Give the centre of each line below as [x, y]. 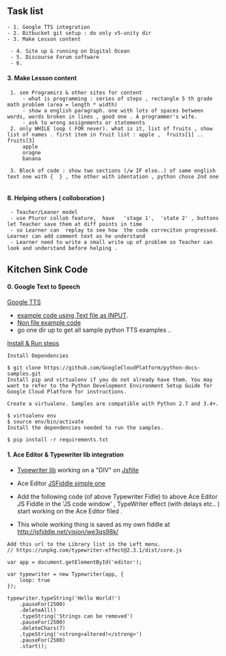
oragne [32, 153]
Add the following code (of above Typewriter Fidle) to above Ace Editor [117, 497]
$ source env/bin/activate [46, 422]
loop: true [35, 581]
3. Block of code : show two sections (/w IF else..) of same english [113, 171]
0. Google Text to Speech [44, 287]
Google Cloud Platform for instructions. [67, 391]
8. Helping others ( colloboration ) [56, 197]
